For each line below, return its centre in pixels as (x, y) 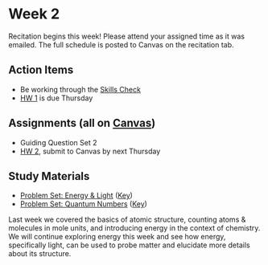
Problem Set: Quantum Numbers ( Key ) (83, 204)
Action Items (41, 70)
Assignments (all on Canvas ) (82, 123)
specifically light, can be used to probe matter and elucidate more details (130, 245)
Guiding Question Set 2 (58, 142)
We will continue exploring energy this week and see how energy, (117, 237)
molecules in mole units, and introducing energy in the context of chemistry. (134, 228)
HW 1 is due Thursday (56, 98)
